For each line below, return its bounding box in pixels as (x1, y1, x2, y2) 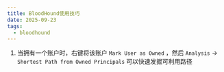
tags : (7, 23, 23, 29)
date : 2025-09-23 (7, 16, 57, 23)
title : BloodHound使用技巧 (7, 10, 80, 17)
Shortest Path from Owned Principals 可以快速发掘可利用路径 (16, 58, 193, 66)
